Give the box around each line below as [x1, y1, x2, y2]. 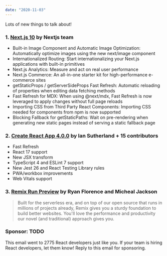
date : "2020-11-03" [5, 7, 46, 13]
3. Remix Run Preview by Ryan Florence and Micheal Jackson [5, 188, 157, 195]
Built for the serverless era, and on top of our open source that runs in [17, 199, 162, 206]
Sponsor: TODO [5, 228, 44, 235]
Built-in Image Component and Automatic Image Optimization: [12, 45, 141, 51]
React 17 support [12, 149, 48, 155]
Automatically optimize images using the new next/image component [12, 50, 155, 56]
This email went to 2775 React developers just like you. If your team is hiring [5, 239, 162, 245]
